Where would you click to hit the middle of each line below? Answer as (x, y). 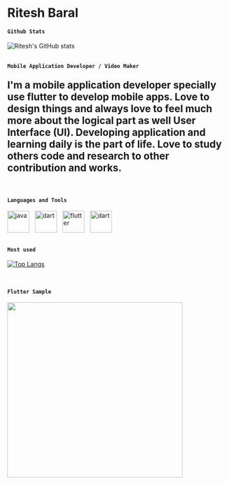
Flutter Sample (29, 292)
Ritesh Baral (43, 13)
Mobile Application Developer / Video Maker (73, 66)
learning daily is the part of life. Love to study (114, 144)
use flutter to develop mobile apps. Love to (109, 97)
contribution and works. (64, 168)
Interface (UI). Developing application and (106, 132)
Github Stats (26, 32)
